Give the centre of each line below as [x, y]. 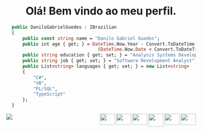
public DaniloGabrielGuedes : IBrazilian [64, 27]
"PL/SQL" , [45, 88]
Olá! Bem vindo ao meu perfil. [101, 11]
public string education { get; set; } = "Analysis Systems [99, 55]
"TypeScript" [49, 94]
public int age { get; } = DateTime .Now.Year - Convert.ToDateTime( [110, 44]
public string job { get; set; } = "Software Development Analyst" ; [110, 61]
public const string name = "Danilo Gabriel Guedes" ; [91, 38]
